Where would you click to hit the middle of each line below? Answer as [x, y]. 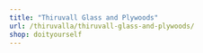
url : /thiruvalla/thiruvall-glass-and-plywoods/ [102, 26]
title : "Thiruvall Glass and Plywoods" [84, 18]
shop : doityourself [46, 34]
